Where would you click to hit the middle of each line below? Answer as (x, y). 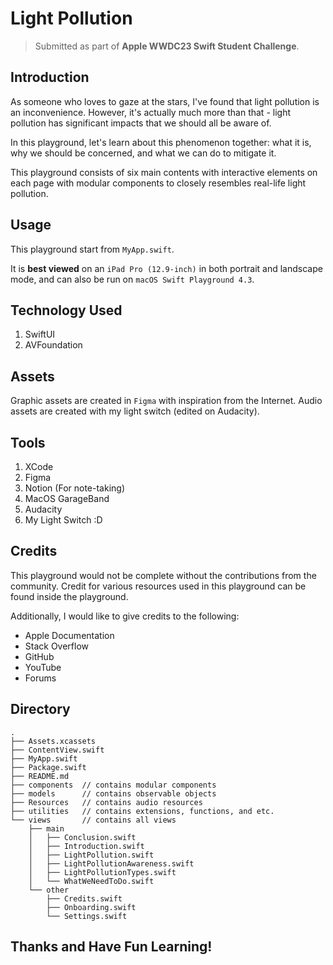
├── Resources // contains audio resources (106, 802)
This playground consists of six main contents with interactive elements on (164, 172)
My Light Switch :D (63, 520)
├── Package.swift (48, 767)
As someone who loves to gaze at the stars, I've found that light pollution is (165, 101)
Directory (40, 709)
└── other (49, 890)
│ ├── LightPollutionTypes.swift (102, 872)
